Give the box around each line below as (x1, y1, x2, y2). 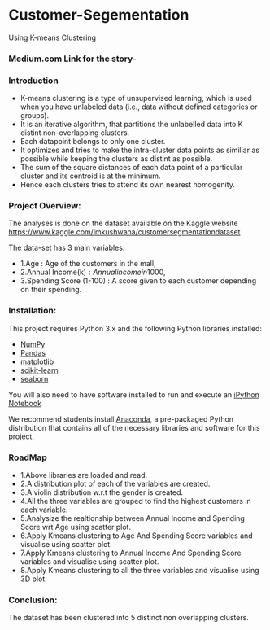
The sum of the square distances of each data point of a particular (20, 163, 243, 173)
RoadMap (8, 452, 47, 463)
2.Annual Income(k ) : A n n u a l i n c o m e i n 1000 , (20, 267, 166, 278)
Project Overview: (8, 200, 81, 212)
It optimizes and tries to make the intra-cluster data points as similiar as (20, 145, 260, 155)
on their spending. (20, 285, 82, 295)
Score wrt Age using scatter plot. (20, 523, 132, 532)
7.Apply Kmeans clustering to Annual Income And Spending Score (20, 548, 242, 558)
